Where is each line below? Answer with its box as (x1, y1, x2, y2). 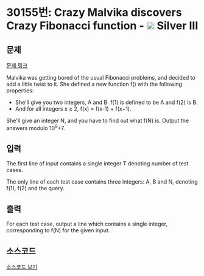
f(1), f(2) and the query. (6, 185, 65, 192)
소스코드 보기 (6, 263, 38, 271)
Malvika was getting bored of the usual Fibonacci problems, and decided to (6, 74, 196, 81)
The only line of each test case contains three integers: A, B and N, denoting (6, 178, 198, 185)
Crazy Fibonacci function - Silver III (6, 19, 199, 33)
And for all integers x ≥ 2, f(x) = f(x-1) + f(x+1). (15, 105, 132, 112)
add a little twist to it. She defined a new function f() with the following (6, 80, 183, 88)
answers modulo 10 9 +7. (6, 123, 65, 131)
